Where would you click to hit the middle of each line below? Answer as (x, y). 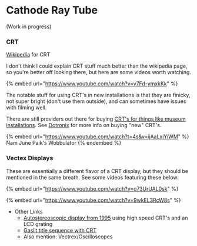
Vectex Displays (30, 158)
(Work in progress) (29, 26)
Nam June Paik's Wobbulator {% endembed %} (64, 143)
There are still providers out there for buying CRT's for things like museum (96, 119)
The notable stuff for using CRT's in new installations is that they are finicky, (98, 95)
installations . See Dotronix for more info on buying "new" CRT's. (84, 125)
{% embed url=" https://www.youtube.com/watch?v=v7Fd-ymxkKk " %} (92, 84)
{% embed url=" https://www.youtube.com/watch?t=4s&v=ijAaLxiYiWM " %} (98, 137)
